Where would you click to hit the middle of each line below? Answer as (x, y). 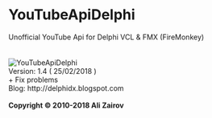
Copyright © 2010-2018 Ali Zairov (66, 105)
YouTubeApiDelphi (72, 15)
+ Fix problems (33, 79)
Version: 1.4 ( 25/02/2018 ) (52, 71)
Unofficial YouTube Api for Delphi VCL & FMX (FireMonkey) (106, 37)
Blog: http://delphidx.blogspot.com (66, 88)
